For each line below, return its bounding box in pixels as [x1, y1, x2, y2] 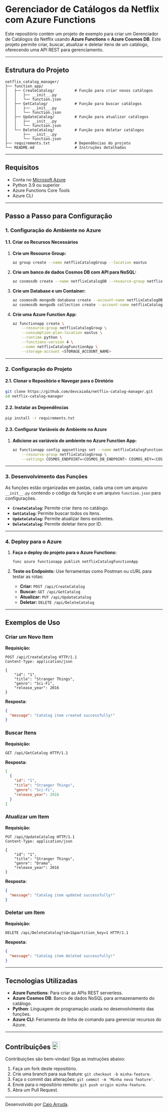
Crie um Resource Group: [12, 251, 66, 257]
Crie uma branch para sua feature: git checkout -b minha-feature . [12, 1071, 151, 1077]
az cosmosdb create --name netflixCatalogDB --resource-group [12, 279, 145, 284]
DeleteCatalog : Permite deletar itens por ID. [12, 521, 102, 527]
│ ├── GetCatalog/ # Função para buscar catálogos [5, 101, 142, 106]
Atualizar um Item [5, 813, 49, 820]
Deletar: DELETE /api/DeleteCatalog [19, 599, 94, 605]
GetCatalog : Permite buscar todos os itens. [12, 510, 101, 516]
